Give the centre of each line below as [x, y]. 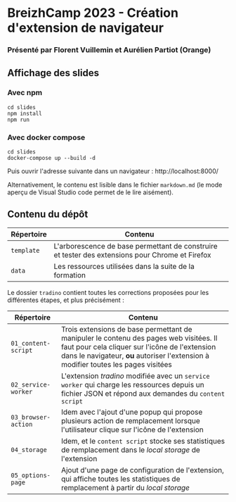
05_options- [31, 475]
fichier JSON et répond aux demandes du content [143, 394]
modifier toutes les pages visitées [116, 364]
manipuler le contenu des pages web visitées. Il [139, 338]
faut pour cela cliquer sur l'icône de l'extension [138, 346]
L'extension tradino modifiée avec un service [135, 376]
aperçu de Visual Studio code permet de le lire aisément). [91, 192]
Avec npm [25, 93]
